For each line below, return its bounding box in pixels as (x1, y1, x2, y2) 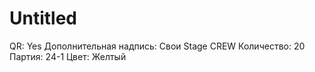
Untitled (9, 7, 78, 30)
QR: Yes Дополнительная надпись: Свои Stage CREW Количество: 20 (9, 40, 306, 52)
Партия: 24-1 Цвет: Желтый (9, 50, 127, 62)
